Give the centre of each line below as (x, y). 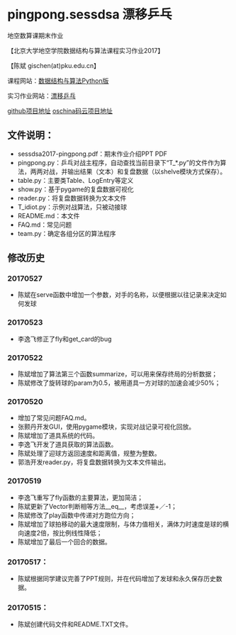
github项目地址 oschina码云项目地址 (60, 111)
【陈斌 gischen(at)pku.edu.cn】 (54, 65)
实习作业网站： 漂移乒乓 (41, 96)
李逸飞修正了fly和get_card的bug (64, 339)
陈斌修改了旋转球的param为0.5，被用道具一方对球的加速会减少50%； (119, 383)
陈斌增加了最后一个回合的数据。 (64, 541)
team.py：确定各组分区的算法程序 (67, 233)
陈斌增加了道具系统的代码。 (58, 436)
